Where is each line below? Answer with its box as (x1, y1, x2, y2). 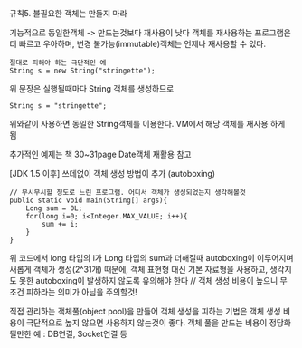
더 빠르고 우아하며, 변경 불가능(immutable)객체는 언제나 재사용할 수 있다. (9, 39, 267, 49)
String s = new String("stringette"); (9, 66, 156, 75)
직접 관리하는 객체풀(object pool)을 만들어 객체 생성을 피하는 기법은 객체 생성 (9, 306, 282, 316)
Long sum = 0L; (25, 204, 83, 213)
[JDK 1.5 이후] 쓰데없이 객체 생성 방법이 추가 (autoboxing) (9, 169, 215, 179)
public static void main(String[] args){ (9, 196, 168, 205)
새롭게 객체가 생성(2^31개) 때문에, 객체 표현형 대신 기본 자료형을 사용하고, (9, 264, 269, 275)
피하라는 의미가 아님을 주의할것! (25, 286, 137, 297)
